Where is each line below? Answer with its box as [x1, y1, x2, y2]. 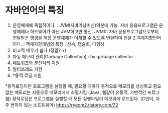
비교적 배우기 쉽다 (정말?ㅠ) [12, 47, 67, 53]
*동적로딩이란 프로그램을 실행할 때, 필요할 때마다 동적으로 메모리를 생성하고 [5, 83, 152, 89]
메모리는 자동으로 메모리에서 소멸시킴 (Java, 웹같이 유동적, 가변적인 [14, 89, 146, 95]
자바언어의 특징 [5, 5, 64, 16]
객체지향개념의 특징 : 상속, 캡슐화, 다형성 [26, 41, 105, 47]
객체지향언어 [136, 35, 161, 41]
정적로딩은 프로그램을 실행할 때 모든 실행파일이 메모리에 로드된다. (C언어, [12, 95, 155, 101]
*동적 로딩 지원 [12, 72, 42, 78]
